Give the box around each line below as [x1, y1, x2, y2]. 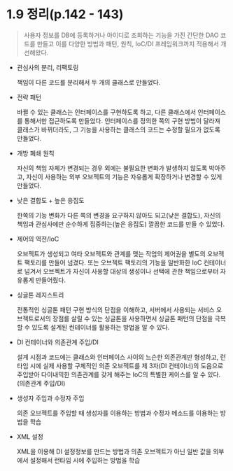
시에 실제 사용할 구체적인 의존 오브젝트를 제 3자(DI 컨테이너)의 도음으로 [29, 361, 224, 370]
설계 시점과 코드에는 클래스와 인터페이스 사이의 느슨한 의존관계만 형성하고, [16, 353, 219, 361]
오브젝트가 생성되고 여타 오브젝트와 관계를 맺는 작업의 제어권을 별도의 [16, 249, 206, 258]
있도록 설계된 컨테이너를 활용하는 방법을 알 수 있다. [31, 323, 170, 331]
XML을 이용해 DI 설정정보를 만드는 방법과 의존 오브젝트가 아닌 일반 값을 [16, 447, 211, 456]
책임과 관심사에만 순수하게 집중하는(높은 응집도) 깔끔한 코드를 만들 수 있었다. [16, 220, 225, 228]
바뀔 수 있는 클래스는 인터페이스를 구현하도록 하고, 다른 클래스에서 [16, 108, 197, 116]
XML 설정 [16, 432, 43, 441]
